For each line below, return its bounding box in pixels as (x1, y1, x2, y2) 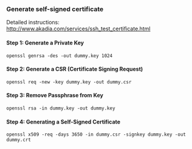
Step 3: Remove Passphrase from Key (6, 92, 103, 99)
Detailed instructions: (6, 19, 60, 26)
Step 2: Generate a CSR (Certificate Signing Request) (6, 66, 143, 73)
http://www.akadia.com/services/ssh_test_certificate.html (6, 25, 151, 32)
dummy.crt (6, 137, 32, 143)
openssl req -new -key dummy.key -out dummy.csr (6, 78, 132, 85)
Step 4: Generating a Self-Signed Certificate (6, 118, 120, 125)
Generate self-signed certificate (6, 5, 104, 13)
